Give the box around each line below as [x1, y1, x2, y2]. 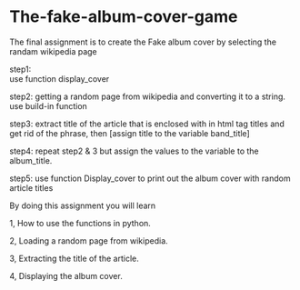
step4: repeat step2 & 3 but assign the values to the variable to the [9, 145, 259, 156]
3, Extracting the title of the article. [9, 253, 139, 264]
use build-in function [9, 100, 88, 111]
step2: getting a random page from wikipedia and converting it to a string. [9, 91, 286, 102]
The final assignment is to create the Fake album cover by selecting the [9, 36, 277, 47]
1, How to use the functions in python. [9, 217, 152, 228]
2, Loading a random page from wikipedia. [9, 235, 168, 246]
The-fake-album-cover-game [9, 6, 238, 27]
